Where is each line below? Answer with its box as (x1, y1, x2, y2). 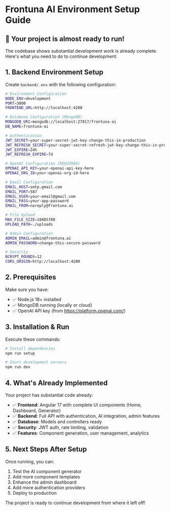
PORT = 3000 (5, 100, 26, 106)
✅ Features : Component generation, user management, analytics (12, 430, 149, 436)
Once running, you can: (5, 458, 54, 464)
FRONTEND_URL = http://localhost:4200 (5, 105, 82, 111)
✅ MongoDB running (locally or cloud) (12, 302, 93, 308)
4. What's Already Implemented (5, 379, 108, 387)
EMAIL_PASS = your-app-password (5, 199, 69, 204)
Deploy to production (12, 490, 57, 496)
